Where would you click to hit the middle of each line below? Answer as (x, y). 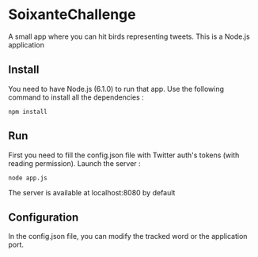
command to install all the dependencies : (76, 97)
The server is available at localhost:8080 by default (92, 192)
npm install (28, 111)
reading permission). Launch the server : (74, 163)
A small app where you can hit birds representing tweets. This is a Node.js (129, 36)
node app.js (28, 178)
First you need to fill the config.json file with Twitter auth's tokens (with (124, 155)
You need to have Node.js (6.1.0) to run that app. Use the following (116, 89)
